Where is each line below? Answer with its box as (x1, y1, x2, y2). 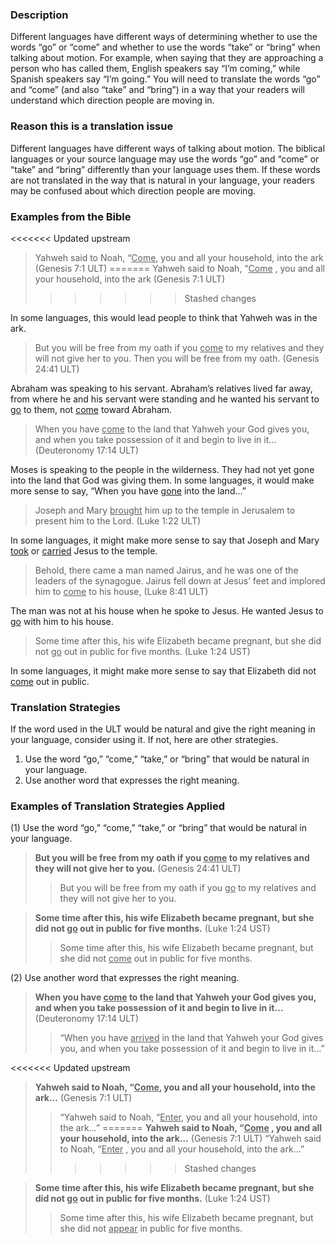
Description (10, 8, 69, 22)
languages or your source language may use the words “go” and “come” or (10, 153, 320, 165)
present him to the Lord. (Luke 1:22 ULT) (34, 514, 202, 527)
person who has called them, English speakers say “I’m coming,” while (10, 63, 301, 75)
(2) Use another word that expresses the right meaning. (10, 972, 240, 984)
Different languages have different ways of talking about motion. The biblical (10, 142, 326, 154)
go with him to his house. (10, 615, 114, 627)
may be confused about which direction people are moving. (10, 184, 257, 197)
